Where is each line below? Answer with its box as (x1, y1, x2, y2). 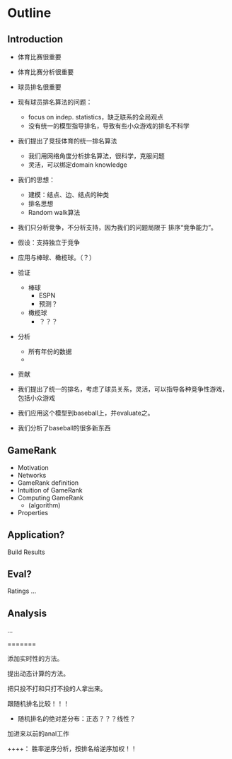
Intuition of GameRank (17, 486, 83, 494)
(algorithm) (28, 500, 61, 510)
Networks (17, 471, 47, 479)
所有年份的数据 (28, 348, 72, 355)
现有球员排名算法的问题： (17, 98, 93, 106)
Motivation (17, 463, 50, 471)
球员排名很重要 (17, 83, 62, 91)
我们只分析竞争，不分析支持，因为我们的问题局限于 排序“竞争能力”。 (17, 223, 218, 231)
